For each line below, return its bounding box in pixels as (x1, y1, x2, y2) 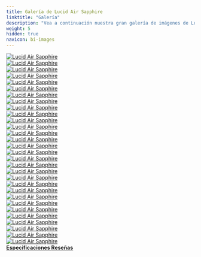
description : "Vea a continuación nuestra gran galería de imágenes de (6, 20, 188, 26)
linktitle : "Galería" (6, 14, 60, 20)
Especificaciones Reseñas (6, 244, 74, 251)
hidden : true (6, 31, 39, 37)
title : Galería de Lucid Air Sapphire (6, 8, 103, 15)
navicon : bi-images (6, 37, 55, 43)
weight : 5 (6, 25, 31, 32)
